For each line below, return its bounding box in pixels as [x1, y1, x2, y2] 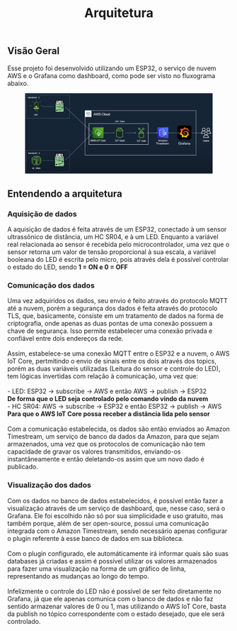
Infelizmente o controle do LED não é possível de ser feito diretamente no [7, 587, 221, 596]
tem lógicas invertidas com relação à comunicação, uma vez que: [7, 372, 199, 380]
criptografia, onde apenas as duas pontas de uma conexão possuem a [7, 319, 213, 328]
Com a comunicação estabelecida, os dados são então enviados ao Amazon [7, 424, 230, 434]
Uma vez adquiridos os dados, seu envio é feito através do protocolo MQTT [7, 297, 229, 305]
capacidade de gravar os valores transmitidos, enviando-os [7, 447, 181, 456]
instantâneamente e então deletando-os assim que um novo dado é [7, 455, 205, 463]
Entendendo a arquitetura [7, 187, 122, 199]
